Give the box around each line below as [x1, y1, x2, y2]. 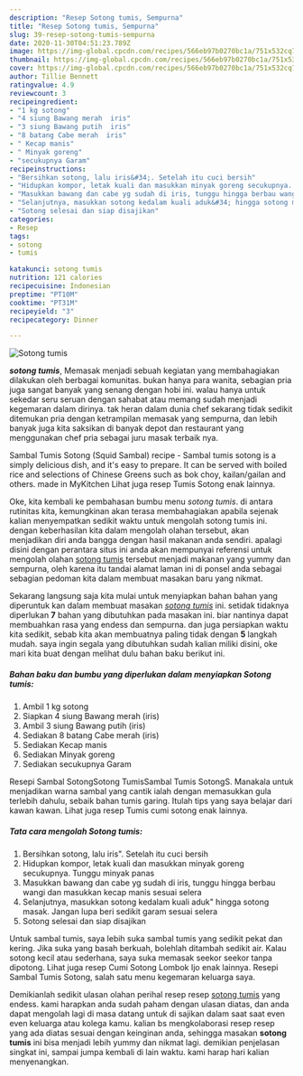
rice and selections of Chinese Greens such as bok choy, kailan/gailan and [9, 469, 287, 480]
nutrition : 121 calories [9, 273, 103, 283]
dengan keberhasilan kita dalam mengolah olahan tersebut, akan [9, 525, 250, 536]
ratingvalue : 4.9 [9, 80, 75, 89]
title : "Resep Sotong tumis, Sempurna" [9, 22, 160, 31]
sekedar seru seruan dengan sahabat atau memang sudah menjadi [9, 394, 258, 405]
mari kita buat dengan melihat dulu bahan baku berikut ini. [9, 648, 225, 660]
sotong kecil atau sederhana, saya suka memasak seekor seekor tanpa [9, 952, 273, 963]
